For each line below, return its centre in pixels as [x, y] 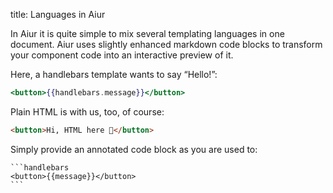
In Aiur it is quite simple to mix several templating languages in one [147, 33]
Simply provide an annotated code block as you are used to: [134, 149]
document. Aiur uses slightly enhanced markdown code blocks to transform [166, 44]
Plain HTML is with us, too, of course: [87, 111]
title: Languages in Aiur [58, 14]
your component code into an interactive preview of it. [122, 55]
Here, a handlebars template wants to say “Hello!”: [114, 74]
